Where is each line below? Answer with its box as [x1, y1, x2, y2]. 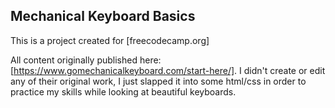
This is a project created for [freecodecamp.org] [10, 34, 210, 46]
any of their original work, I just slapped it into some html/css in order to [10, 75, 307, 87]
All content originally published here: [10, 54, 162, 66]
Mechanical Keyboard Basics [10, 8, 196, 25]
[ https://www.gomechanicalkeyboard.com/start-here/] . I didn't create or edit [10, 64, 326, 76]
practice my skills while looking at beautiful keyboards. [10, 85, 237, 98]
